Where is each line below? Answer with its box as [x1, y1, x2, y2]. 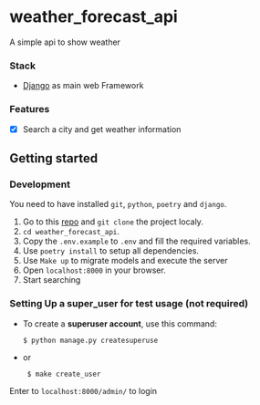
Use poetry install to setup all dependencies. [22, 245, 199, 256]
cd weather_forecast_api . [22, 226, 120, 237]
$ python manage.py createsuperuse [22, 336, 159, 345]
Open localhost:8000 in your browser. [22, 265, 166, 275]
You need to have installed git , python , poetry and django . [9, 199, 227, 210]
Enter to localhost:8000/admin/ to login [9, 385, 158, 396]
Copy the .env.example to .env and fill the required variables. [22, 235, 251, 247]
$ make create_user [26, 369, 101, 379]
